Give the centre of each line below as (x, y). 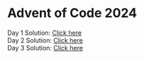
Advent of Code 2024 (72, 13)
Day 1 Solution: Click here (45, 33)
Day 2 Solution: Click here (45, 40)
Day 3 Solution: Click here (45, 48)
